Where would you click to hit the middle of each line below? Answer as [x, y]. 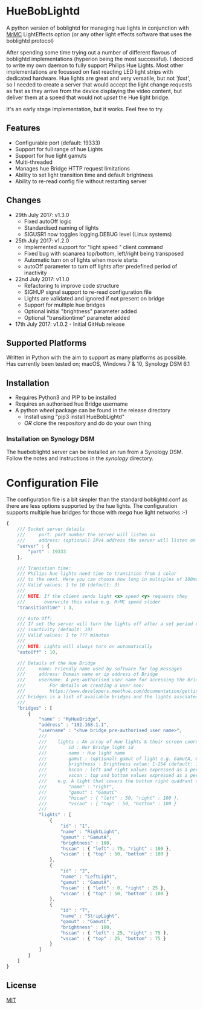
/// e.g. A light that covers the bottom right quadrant [116, 781]
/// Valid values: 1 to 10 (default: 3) [69, 585]
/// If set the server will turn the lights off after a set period [105, 624]
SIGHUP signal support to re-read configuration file [88, 292]
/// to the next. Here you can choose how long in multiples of [100, 579]
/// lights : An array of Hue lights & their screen [110, 742]
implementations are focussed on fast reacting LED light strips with [90, 71]
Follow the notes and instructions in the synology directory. [80, 458]
